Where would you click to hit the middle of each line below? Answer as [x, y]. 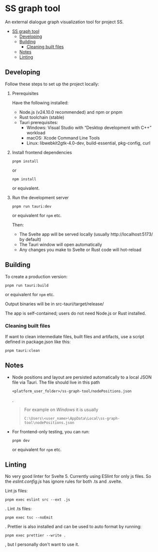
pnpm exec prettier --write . [36, 536]
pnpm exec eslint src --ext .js [38, 500]
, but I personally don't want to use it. [42, 544]
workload [36, 133]
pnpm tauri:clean [23, 350]
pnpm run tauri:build [27, 285]
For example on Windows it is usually [61, 410]
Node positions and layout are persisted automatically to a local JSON [82, 377]
